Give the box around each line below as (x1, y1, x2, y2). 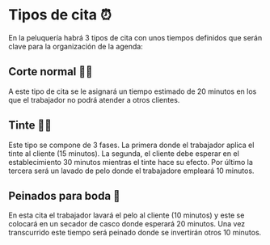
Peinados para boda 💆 (8, 188, 121, 203)
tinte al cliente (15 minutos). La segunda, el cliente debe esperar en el (8, 148, 240, 158)
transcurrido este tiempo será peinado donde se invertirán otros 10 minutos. (8, 228, 262, 238)
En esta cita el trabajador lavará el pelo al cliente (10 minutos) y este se (8, 210, 245, 220)
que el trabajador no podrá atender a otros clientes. (8, 95, 180, 104)
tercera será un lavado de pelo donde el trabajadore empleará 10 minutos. (8, 166, 255, 175)
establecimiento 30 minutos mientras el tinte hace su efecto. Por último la (8, 157, 253, 167)
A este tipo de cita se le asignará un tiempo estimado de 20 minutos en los (8, 87, 257, 96)
